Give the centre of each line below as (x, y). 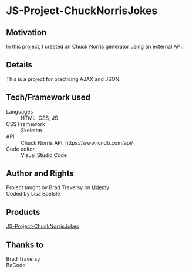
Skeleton (31, 130)
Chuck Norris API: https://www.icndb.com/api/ (77, 142)
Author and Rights (40, 174)
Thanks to (25, 245)
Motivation (26, 33)
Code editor (21, 149)
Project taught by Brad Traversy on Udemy (58, 187)
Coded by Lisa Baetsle (33, 194)
